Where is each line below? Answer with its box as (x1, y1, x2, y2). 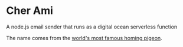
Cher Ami (6, 4, 53, 17)
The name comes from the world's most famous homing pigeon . (6, 34, 162, 41)
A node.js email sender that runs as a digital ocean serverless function (6, 23, 178, 30)
